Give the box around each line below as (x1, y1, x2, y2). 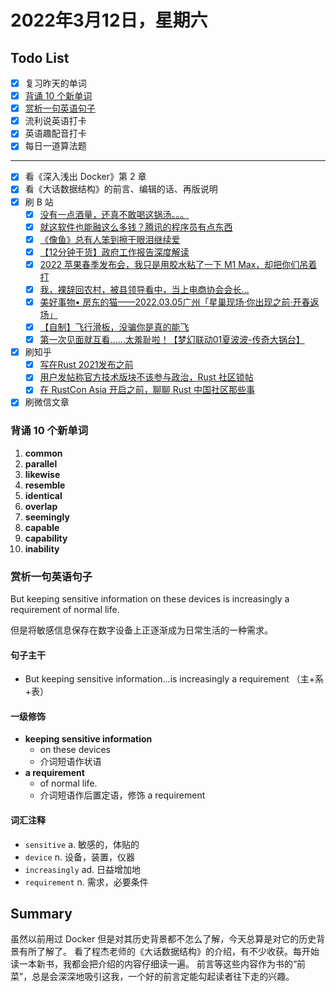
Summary (10, 906, 73, 923)
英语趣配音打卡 (24, 127, 87, 140)
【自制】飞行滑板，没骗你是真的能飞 (39, 321, 190, 333)
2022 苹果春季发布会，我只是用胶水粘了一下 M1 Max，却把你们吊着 (39, 258, 318, 270)
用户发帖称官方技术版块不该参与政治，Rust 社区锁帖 (39, 371, 254, 383)
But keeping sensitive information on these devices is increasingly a (10, 593, 290, 605)
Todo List (10, 49, 70, 66)
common (24, 447, 63, 459)
